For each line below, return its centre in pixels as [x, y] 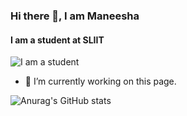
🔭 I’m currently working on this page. [100, 81]
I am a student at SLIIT [57, 40]
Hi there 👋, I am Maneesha [75, 16]
